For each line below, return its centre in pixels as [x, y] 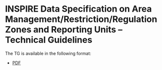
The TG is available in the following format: [48, 53]
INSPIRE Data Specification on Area [79, 9]
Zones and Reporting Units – [64, 30]
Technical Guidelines [49, 40]
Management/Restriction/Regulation [81, 19]
